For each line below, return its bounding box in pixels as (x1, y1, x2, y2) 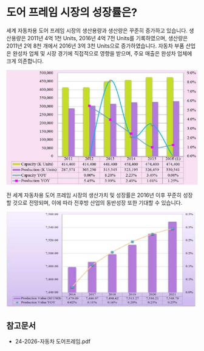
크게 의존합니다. (6, 57, 44, 65)
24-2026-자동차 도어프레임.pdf (15, 338, 91, 345)
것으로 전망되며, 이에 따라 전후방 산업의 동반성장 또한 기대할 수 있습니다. (12, 199, 183, 207)
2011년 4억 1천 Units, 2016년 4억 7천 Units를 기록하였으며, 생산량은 (27, 34, 188, 41)
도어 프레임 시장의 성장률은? (6, 5, 138, 19)
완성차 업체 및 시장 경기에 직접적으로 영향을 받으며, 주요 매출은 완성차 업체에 (12, 49, 192, 57)
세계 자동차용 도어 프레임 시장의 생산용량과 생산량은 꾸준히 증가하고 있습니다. (6, 27, 188, 34)
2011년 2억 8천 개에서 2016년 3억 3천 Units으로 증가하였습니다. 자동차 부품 (6, 42, 185, 49)
